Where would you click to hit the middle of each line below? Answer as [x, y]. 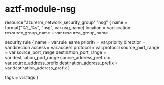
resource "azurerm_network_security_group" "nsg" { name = [66, 22]
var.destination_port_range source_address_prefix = [58, 57]
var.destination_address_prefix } [37, 68]
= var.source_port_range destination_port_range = [56, 52]
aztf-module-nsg [41, 9]
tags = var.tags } [22, 77]
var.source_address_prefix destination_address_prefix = [61, 63]
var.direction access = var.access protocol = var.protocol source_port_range [82, 47]
